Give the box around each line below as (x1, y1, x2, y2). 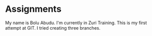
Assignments (5, 3, 62, 15)
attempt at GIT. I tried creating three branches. (5, 25, 101, 31)
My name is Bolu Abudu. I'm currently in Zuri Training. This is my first (5, 20, 147, 26)
